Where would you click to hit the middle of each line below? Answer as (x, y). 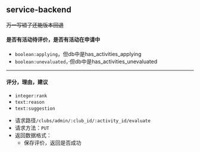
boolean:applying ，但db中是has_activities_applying (78, 54)
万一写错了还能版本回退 (35, 25)
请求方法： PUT (32, 128)
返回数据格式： (33, 135)
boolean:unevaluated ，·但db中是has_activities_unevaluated (86, 61)
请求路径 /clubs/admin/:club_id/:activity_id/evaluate (82, 120)
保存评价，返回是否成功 (52, 143)
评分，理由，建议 (27, 82)
